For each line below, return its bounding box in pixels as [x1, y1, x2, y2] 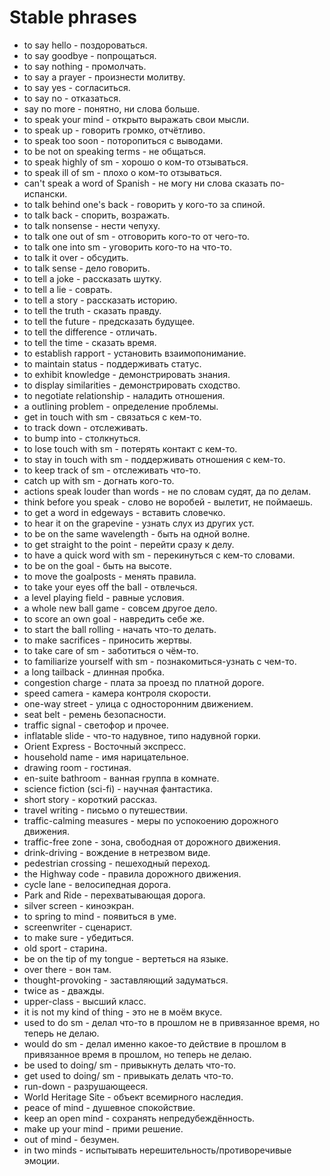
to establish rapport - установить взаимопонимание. [23, 347, 247, 359]
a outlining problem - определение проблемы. [23, 400, 219, 412]
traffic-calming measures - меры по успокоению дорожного [23, 814, 279, 826]
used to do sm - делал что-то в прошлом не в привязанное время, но [23, 1016, 321, 1028]
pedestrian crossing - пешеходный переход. [23, 857, 211, 869]
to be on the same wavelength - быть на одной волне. [23, 527, 251, 540]
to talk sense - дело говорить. [23, 262, 151, 274]
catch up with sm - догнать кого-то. [23, 474, 175, 486]
